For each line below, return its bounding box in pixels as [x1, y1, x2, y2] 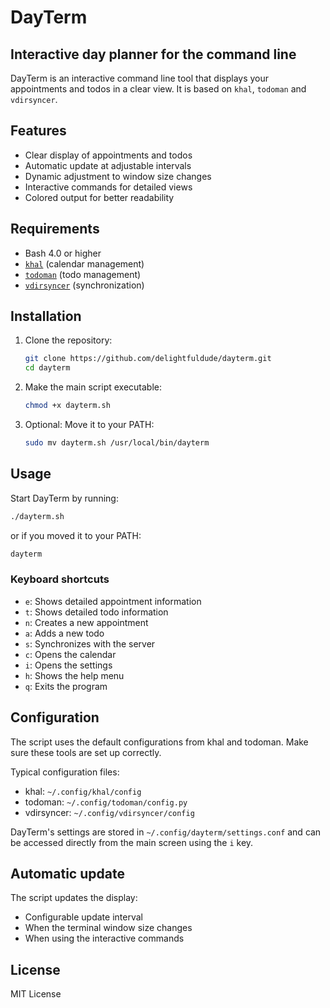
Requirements [10, 221, 100, 238]
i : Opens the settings [24, 659, 113, 671]
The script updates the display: [10, 892, 138, 904]
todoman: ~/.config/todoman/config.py [24, 796, 188, 808]
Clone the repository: [24, 334, 113, 346]
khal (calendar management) [24, 257, 145, 270]
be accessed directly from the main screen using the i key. [10, 836, 254, 848]
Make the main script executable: [24, 381, 163, 393]
